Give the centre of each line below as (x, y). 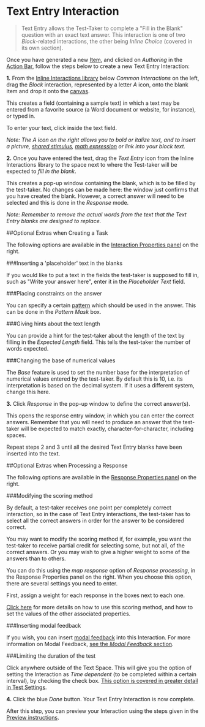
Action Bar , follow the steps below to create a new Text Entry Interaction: (98, 66)
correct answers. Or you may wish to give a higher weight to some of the (98, 552)
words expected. (28, 348)
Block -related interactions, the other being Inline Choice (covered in (107, 41)
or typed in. (21, 116)
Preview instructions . (33, 717)
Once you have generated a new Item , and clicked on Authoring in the (95, 59)
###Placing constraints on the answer (54, 293)
